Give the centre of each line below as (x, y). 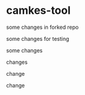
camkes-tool (38, 11)
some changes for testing (38, 38)
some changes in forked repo (42, 27)
